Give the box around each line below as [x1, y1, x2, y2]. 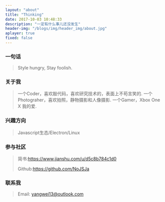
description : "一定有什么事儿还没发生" [5, 21, 81, 27]
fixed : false [5, 36, 33, 41]
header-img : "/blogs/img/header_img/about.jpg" [5, 26, 107, 31]
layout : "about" [5, 7, 39, 13]
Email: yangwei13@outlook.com [17, 191, 84, 197]
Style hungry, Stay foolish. [17, 65, 73, 71]
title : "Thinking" [5, 12, 44, 17]
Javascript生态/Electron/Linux [17, 129, 80, 136]
